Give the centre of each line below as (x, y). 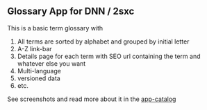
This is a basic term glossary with (55, 28)
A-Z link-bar (34, 48)
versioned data (39, 78)
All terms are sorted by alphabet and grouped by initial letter (103, 42)
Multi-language (39, 71)
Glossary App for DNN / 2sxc (71, 11)
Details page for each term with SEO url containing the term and (109, 56)
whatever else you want (51, 63)
